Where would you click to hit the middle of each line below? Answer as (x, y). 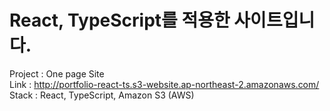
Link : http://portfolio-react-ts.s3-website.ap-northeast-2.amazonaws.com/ (164, 84)
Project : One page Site (57, 73)
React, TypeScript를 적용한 (120, 20)
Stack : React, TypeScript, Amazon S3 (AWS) (102, 95)
